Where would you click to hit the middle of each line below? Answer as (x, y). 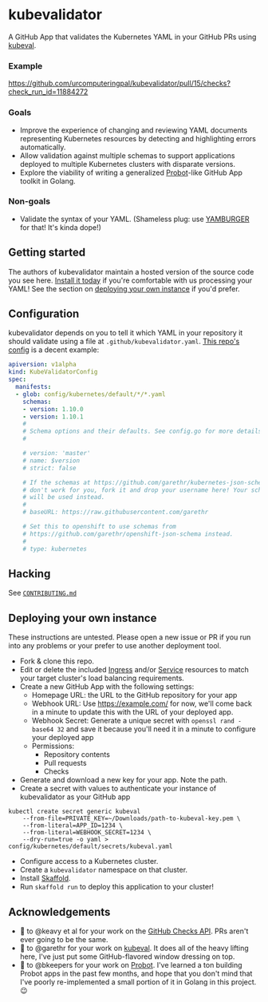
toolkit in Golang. (47, 180)
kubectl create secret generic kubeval (75, 812)
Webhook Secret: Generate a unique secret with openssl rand (133, 721)
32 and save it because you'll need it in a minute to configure (157, 729)
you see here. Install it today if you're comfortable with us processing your (130, 280)
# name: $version (51, 461)
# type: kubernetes (55, 549)
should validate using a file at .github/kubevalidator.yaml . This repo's (124, 342)
